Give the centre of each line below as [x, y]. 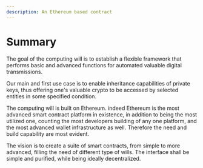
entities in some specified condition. [52, 96]
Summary [31, 42]
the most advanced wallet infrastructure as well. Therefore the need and [96, 127]
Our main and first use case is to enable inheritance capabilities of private [98, 83]
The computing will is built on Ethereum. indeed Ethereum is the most [93, 108]
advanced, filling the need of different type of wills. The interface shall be [98, 152]
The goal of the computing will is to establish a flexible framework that [94, 59]
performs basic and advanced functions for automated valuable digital [94, 65]
